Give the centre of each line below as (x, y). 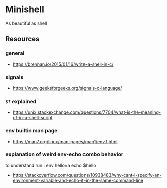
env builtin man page (31, 131)
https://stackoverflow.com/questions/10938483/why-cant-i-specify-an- (87, 175)
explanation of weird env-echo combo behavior (64, 154)
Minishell (25, 9)
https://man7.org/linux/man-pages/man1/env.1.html (65, 141)
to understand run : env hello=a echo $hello (51, 165)
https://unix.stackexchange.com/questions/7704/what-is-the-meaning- (87, 112)
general (15, 53)
